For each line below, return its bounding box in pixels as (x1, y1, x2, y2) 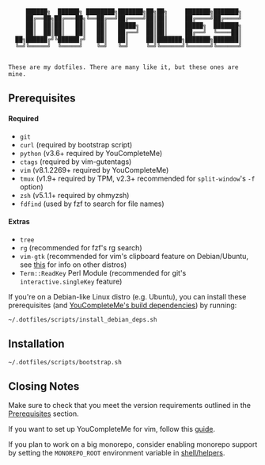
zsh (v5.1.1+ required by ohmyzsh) (19, 190, 130, 200)
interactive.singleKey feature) (19, 276, 123, 286)
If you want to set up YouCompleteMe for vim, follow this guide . (8, 425, 216, 434)
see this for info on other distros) (19, 260, 127, 269)
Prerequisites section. (8, 409, 79, 418)
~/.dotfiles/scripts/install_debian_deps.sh (8, 315, 157, 323)
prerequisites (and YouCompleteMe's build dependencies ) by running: (8, 300, 237, 310)
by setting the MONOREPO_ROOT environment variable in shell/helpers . (8, 448, 225, 458)
